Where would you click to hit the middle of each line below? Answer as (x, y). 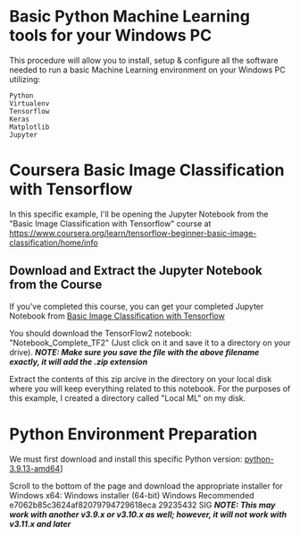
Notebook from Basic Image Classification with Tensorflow (117, 316)
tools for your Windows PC (111, 35)
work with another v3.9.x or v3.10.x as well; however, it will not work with (148, 514)
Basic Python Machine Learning (129, 17)
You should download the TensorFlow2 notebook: (100, 333)
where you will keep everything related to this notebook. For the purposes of (150, 388)
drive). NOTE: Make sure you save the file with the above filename (134, 352)
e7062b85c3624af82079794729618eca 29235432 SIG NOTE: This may (142, 505)
